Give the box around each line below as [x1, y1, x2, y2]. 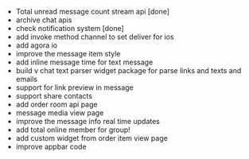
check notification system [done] [15, 24, 125, 33]
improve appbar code [15, 142, 87, 151]
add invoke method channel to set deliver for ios [15, 32, 174, 41]
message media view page [15, 108, 104, 118]
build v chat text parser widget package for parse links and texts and [15, 66, 242, 75]
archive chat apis [15, 15, 72, 25]
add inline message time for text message [15, 57, 154, 67]
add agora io [15, 41, 58, 50]
